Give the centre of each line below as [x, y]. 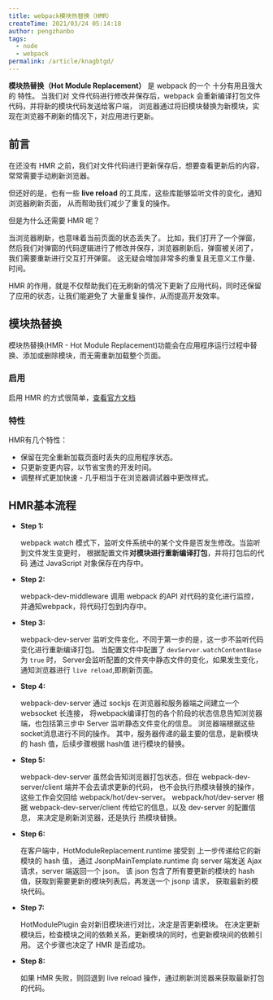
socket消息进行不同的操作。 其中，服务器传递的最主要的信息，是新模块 [139, 733]
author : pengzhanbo [41, 31]
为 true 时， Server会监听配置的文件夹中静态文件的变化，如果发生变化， [141, 660]
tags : [17, 39]
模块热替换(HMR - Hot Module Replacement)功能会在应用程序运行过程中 [129, 345]
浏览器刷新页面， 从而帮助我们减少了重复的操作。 [91, 203]
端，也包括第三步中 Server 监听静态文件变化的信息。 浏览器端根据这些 [138, 723]
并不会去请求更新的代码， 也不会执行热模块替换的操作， [165, 787]
